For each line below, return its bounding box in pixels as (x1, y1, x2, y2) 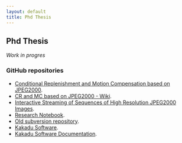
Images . (14, 105, 34, 112)
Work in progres (6, 51, 45, 59)
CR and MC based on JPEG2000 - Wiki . (14, 92, 112, 99)
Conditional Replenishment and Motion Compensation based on (14, 80, 170, 87)
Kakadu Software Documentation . (14, 130, 97, 137)
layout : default (6, 8, 46, 15)
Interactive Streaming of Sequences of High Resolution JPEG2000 (14, 99, 176, 106)
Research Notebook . (14, 111, 65, 118)
